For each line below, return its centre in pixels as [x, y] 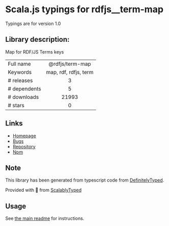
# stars [16, 105]
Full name [20, 64]
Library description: [37, 40]
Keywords [20, 72]
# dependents [25, 89]
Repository [24, 146]
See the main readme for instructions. [45, 218]
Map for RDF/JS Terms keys [35, 52]
